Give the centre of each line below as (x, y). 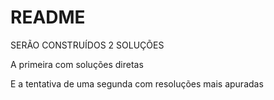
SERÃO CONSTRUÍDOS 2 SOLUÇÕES (87, 45)
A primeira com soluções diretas (77, 64)
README (48, 17)
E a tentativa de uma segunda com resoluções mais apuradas (137, 83)
